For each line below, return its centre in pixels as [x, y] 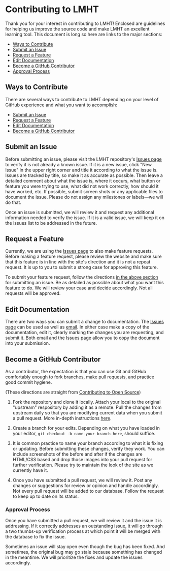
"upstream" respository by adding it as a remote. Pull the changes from [87, 407]
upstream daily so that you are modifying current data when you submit [87, 413]
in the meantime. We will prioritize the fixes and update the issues [74, 557]
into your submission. [28, 343]
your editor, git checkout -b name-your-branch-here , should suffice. [84, 433]
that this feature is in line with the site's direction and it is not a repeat [78, 262]
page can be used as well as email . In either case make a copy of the [77, 327]
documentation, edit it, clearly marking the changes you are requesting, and [84, 333]
